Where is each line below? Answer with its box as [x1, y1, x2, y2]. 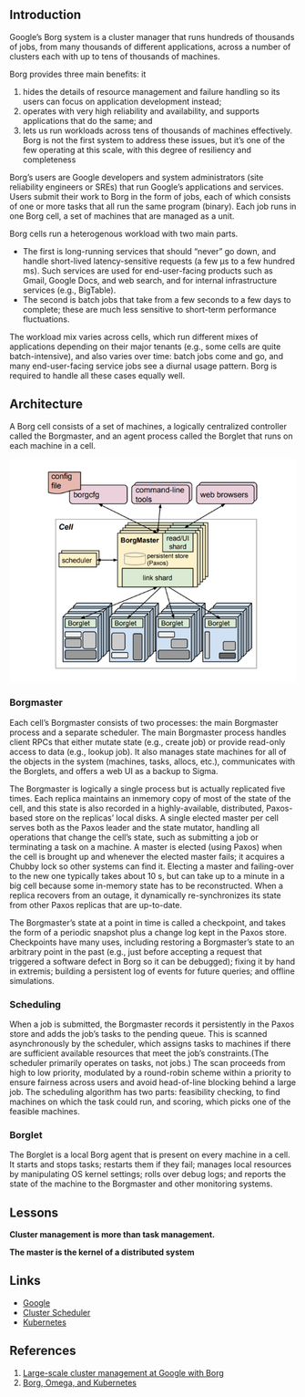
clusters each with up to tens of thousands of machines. [9, 50, 220, 62]
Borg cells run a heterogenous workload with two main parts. [9, 228, 239, 239]
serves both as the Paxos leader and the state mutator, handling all [9, 822, 259, 833]
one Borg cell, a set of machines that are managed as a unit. [9, 210, 235, 222]
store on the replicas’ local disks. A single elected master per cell [35, 812, 280, 823]
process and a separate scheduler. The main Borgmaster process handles [9, 727, 287, 738]
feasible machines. [9, 1105, 80, 1116]
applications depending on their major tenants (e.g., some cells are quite [9, 341, 281, 352]
